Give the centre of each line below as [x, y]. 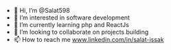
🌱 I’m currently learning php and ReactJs [71, 25]
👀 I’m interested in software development [72, 18]
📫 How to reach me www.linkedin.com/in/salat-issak [89, 40]
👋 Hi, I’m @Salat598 [42, 10]
